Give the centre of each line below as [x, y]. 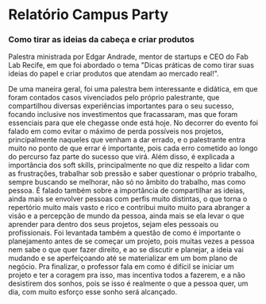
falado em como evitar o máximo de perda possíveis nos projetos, [116, 131]
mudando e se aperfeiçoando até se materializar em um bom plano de [123, 258]
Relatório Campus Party [89, 15]
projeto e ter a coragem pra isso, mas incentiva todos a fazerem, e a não [127, 275]
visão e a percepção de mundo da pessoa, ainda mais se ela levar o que [126, 216]
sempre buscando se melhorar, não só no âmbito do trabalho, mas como [127, 182]
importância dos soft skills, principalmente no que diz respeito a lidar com [129, 166]
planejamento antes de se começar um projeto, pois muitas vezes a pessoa [131, 241]
